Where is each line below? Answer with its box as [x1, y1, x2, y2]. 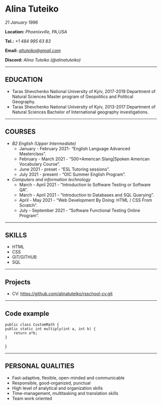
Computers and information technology [12, 176, 91, 182]
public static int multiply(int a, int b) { [5, 327, 96, 331]
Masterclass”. [19, 151, 46, 156]
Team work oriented [12, 395, 52, 401]
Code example [5, 309, 50, 318]
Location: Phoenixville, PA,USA [5, 29, 67, 34]
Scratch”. [19, 202, 38, 208]
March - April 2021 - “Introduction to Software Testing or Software [19, 182, 151, 187]
